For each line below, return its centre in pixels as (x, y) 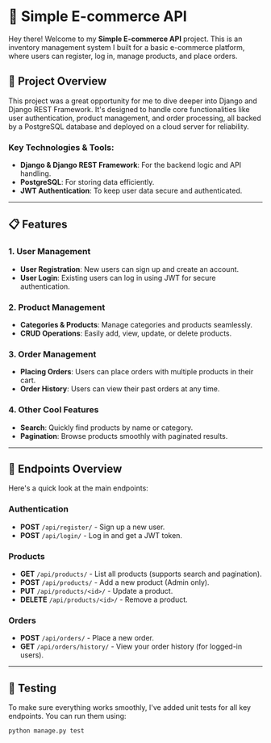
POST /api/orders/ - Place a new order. (87, 638)
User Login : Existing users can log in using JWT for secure (118, 278)
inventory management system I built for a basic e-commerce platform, (127, 47)
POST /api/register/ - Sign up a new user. (92, 527)
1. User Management (50, 252)
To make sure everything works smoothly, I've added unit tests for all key (130, 708)
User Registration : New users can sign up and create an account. (129, 269)
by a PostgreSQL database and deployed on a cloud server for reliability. (129, 126)
